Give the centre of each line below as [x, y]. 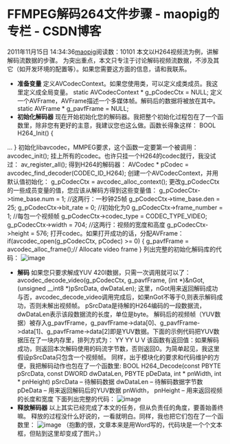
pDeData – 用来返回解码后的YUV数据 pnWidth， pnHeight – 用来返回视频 [120, 390]
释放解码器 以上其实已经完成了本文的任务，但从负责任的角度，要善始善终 [120, 408]
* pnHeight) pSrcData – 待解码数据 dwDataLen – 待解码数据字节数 [110, 381]
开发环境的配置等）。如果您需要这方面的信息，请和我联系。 [108, 69]
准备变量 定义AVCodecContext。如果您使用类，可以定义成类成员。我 [114, 83]
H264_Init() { [35, 133]
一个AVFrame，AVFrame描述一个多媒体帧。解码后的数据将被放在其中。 [118, 101]
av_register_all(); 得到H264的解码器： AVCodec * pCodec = [104, 164]
